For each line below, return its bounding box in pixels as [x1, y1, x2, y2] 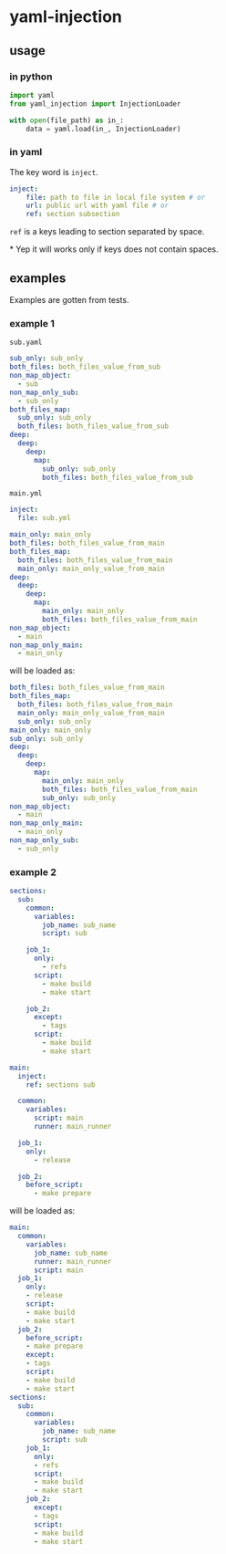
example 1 [9, 317, 55, 329]
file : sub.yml [17, 514, 71, 523]
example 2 [9, 865, 56, 878]
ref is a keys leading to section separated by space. [9, 226, 205, 237]
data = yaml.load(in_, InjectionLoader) [26, 124, 181, 133]
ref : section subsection [26, 210, 120, 219]
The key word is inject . [9, 166, 98, 177]
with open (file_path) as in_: [9, 116, 125, 125]
